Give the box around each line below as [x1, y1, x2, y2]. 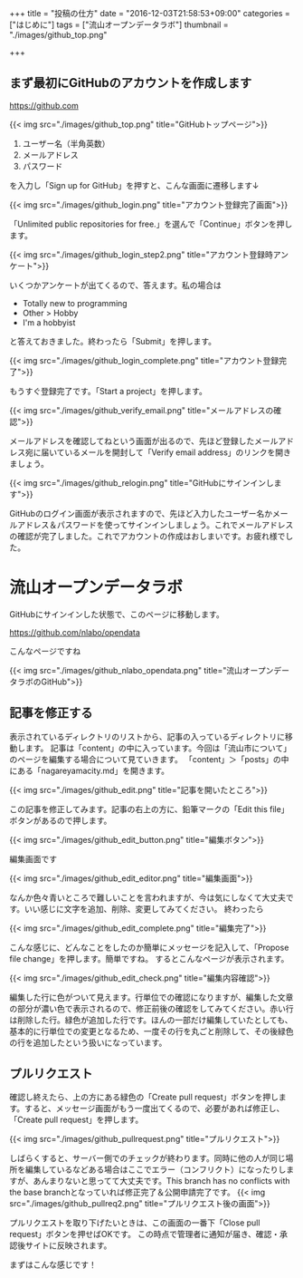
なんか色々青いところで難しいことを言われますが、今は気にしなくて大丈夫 [9, 892, 287, 903]
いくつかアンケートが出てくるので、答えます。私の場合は [9, 279, 222, 290]
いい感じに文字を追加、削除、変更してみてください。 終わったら [24, 903, 264, 914]
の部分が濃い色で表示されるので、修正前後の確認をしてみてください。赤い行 [9, 1002, 294, 1013]
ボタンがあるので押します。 [9, 815, 112, 826]
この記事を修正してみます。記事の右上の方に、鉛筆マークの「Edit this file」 [9, 803, 289, 814]
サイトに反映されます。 [24, 1240, 112, 1251]
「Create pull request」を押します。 [9, 1114, 144, 1126]
